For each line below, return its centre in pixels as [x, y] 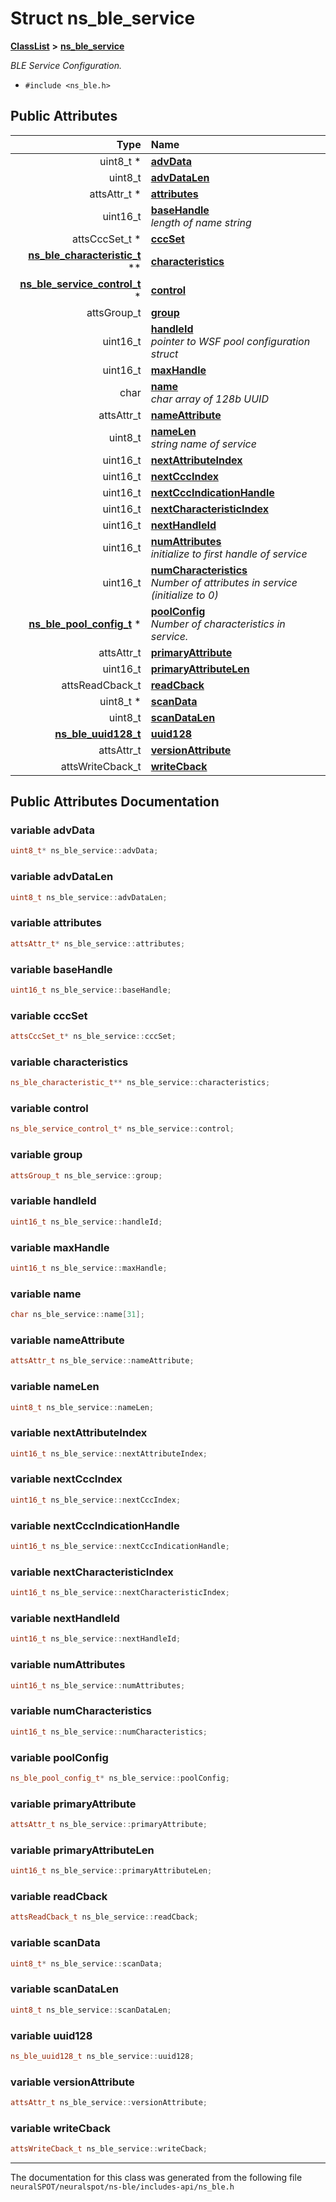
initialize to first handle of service [229, 554]
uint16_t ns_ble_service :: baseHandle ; [91, 990]
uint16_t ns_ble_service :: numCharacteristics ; [109, 1732]
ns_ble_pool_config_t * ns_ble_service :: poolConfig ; [120, 1778]
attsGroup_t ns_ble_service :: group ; [86, 1175]
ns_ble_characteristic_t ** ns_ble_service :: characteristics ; [140, 1083]
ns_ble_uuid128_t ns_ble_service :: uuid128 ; [102, 2056]
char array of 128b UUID [209, 399]
